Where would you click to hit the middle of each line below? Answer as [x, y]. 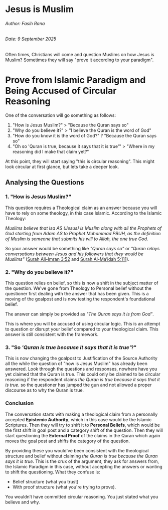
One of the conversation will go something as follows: [61, 115]
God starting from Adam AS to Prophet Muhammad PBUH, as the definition [83, 233]
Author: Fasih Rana [25, 23]
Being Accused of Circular [61, 91]
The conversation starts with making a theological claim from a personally [81, 414]
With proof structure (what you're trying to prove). [64, 487]
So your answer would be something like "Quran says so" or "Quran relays [82, 248]
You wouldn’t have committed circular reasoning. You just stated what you [82, 496]
